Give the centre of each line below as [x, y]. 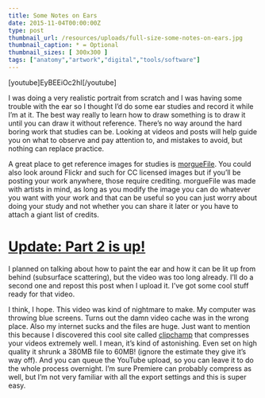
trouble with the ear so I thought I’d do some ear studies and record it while [131, 106]
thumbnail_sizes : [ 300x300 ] [58, 52]
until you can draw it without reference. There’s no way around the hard [125, 123]
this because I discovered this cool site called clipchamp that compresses [129, 334]
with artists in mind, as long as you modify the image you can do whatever [130, 189]
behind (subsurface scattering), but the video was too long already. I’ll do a [131, 277]
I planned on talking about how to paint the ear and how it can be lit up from [132, 269]
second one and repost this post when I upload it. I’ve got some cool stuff [129, 285]
